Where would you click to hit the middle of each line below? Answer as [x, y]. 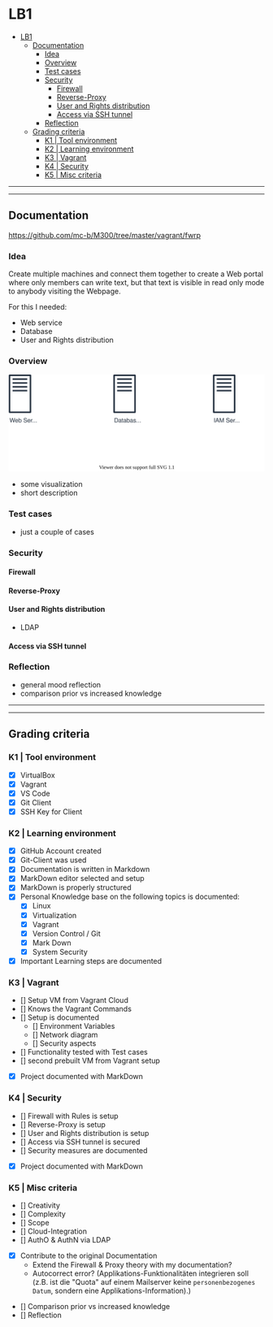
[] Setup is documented [60, 1017]
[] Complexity [43, 1214]
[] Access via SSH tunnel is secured [80, 1142]
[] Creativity [40, 1205]
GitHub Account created [61, 851]
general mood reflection [61, 684]
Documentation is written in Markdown [85, 869]
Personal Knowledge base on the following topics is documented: [130, 897]
